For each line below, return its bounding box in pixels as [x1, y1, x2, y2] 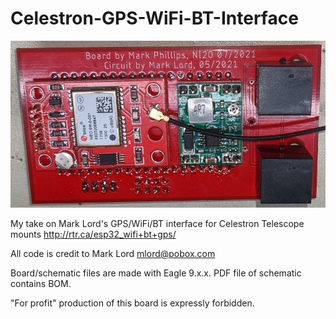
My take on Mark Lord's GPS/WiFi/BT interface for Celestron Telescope [10, 218, 305, 230]
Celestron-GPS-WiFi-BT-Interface [10, 7, 299, 30]
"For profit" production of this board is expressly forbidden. [10, 297, 255, 309]
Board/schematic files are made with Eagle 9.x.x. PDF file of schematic [10, 267, 302, 279]
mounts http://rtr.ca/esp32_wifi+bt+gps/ [10, 228, 177, 241]
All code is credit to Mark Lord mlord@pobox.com [10, 248, 216, 260]
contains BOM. [10, 278, 72, 290]
